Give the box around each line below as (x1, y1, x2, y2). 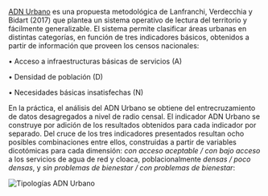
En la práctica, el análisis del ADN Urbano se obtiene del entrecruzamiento (8, 104, 256, 112)
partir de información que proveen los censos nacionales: (8, 41, 200, 51)
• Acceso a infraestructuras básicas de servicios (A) (8, 56, 183, 66)
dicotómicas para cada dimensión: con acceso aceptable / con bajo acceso (8, 146, 261, 155)
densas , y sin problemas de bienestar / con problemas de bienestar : (8, 163, 236, 172)
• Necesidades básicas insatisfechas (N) (8, 88, 144, 97)
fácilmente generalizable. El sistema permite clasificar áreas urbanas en (8, 24, 247, 33)
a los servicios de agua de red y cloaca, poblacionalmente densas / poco (8, 154, 251, 164)
